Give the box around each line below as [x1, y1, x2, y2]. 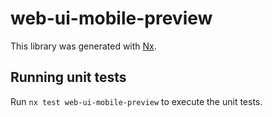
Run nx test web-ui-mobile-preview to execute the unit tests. [10, 95, 263, 107]
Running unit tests [10, 69, 127, 86]
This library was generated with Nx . [10, 40, 157, 52]
